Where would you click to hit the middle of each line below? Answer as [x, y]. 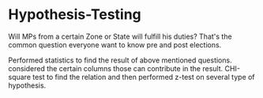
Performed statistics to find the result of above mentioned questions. [120, 60]
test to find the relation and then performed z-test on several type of [144, 77]
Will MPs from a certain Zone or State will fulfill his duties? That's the [120, 36]
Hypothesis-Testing [75, 15]
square [20, 77]
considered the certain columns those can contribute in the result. [116, 68]
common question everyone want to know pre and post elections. [115, 44]
